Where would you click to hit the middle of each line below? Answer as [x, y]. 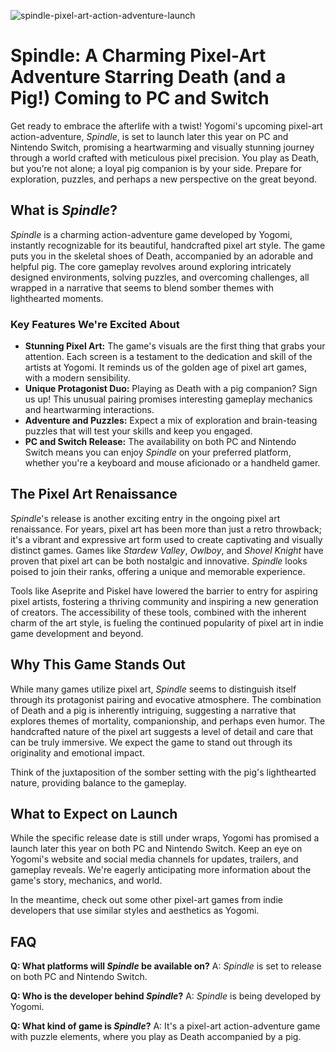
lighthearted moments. [57, 298]
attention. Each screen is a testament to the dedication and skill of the [168, 357]
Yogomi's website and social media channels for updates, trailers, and [154, 859]
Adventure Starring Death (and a [148, 77]
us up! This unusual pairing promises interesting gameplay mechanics [168, 399]
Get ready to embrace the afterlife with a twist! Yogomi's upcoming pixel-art [166, 126]
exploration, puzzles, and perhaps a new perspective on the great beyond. [164, 179]
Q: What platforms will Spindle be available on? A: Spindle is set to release [166, 966]
